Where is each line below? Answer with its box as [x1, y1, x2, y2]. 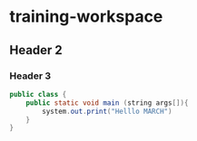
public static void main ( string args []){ [25, 98, 189, 108]
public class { [9, 89, 67, 99]
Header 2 [9, 42, 64, 58]
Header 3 [9, 70, 52, 82]
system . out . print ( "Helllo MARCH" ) [42, 107, 172, 116]
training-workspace [9, 6, 163, 27]
